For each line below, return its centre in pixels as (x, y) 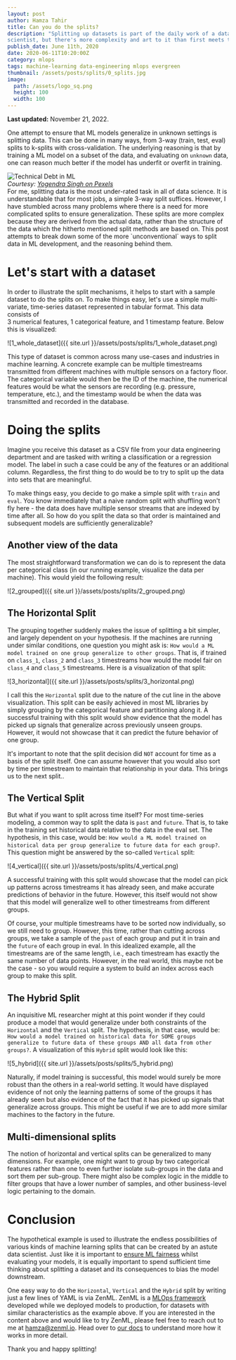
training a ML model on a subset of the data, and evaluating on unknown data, (118, 155)
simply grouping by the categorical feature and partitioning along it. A (108, 710)
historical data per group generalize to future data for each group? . (113, 845)
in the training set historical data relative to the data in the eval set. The (110, 830)
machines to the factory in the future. (61, 1115)
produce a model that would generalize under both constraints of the (107, 1022)
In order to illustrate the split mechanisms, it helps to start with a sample (111, 292)
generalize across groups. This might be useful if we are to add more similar (117, 1107)
